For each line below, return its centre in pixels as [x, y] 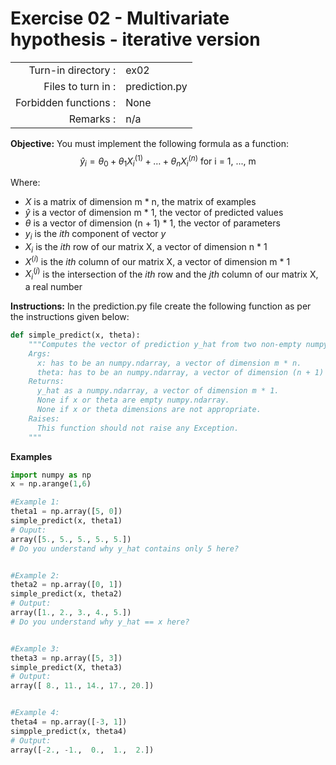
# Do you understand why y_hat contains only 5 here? [125, 548]
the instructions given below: [70, 317]
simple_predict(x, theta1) [66, 521]
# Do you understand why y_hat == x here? [100, 622]
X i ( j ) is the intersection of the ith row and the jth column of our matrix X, [171, 274]
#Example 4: [35, 713]
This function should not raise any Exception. [138, 428]
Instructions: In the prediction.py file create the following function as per [161, 306]
